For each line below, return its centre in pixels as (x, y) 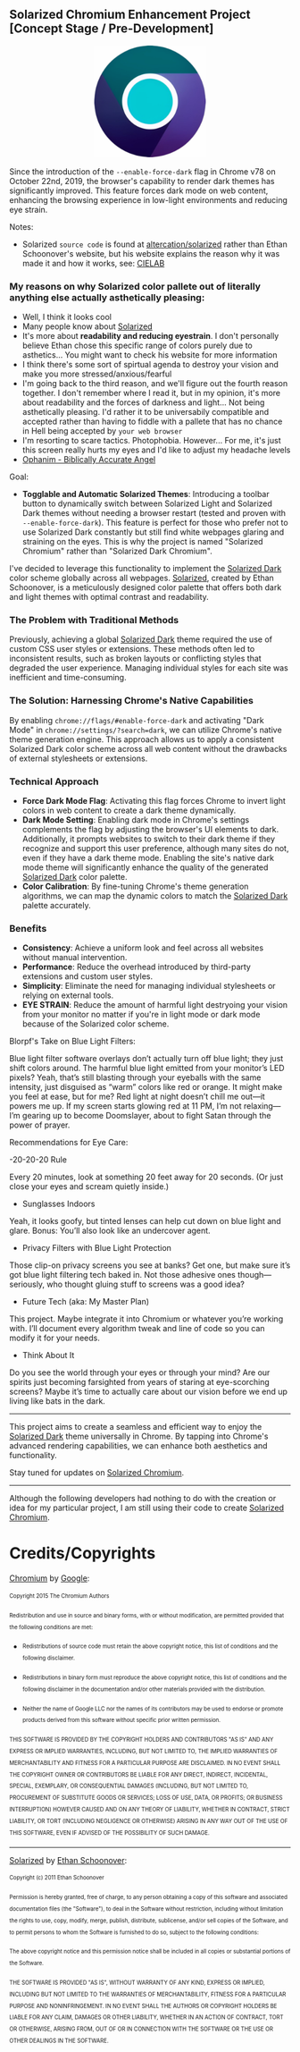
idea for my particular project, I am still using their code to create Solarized (146, 1508)
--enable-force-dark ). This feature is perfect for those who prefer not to (155, 523)
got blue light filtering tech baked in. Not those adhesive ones (123, 1275)
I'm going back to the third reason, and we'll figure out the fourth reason (155, 384)
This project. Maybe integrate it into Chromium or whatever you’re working (146, 1319)
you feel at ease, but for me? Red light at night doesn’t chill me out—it (137, 1097)
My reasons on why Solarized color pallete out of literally (135, 286)
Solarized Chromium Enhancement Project (130, 15)
